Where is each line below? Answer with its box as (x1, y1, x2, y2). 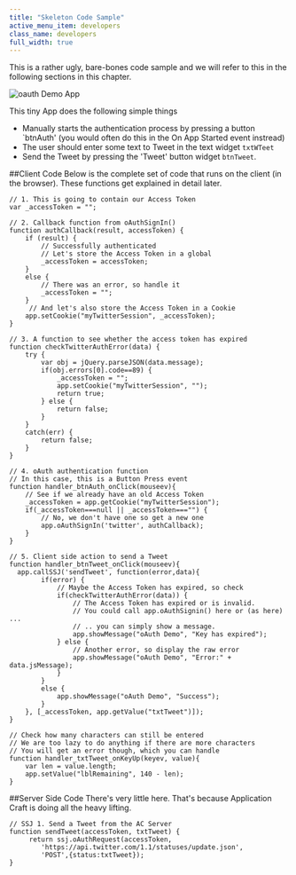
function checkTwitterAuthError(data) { (9, 343, 161, 351)
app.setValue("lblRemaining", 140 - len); (25, 769, 184, 779)
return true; (56, 390, 105, 398)
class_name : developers (9, 29, 97, 38)
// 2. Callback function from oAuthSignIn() (9, 218, 176, 227)
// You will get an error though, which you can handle (9, 746, 220, 755)
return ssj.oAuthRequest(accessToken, (28, 835, 173, 844)
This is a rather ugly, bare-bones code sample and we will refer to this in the (9, 62, 287, 73)
